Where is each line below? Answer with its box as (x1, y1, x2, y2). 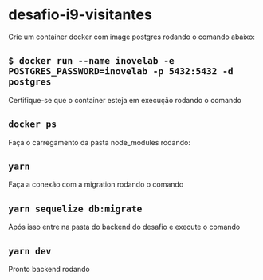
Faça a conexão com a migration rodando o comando (8, 179, 184, 189)
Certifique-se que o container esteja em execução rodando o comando (8, 95, 241, 105)
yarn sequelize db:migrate (8, 203, 143, 215)
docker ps (8, 118, 57, 130)
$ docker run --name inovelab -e (8, 55, 175, 67)
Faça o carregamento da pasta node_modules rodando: (8, 137, 191, 147)
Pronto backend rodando (8, 265, 90, 274)
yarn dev (8, 245, 52, 257)
